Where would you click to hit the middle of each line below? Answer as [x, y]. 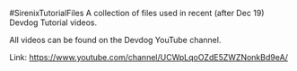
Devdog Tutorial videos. [53, 22]
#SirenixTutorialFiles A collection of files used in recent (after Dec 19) [137, 13]
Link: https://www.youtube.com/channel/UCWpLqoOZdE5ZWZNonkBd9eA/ [149, 57]
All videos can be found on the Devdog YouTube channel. [115, 40]
